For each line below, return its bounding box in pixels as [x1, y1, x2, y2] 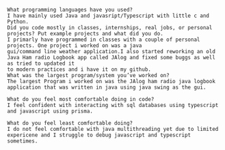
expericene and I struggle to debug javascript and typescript [7, 132, 191, 138]
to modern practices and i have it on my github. [7, 66, 152, 73]
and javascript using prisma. [7, 108, 94, 115]
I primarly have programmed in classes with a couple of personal [7, 36, 200, 43]
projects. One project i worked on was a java [7, 42, 142, 49]
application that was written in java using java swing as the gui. [7, 84, 207, 91]
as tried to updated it [7, 60, 75, 67]
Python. [7, 18, 29, 25]
